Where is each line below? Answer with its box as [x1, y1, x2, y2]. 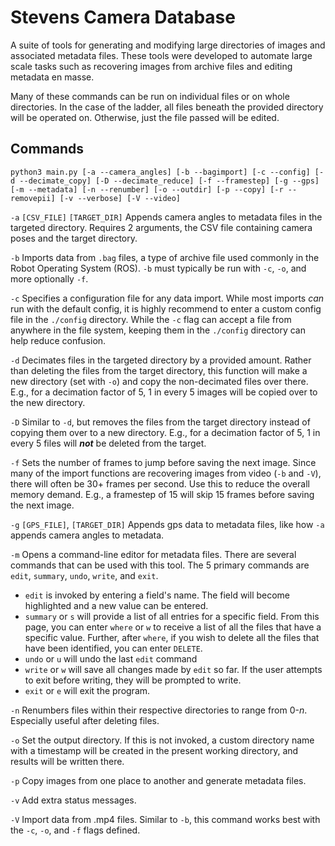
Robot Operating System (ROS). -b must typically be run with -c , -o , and [10, 262, 307, 274]
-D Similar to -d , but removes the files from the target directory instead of [10, 416, 311, 428]
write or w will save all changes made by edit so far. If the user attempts [24, 663, 323, 675]
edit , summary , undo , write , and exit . [10, 569, 159, 581]
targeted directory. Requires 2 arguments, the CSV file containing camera [10, 221, 313, 233]
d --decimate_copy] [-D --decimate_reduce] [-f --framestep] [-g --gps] [10, 176, 320, 186]
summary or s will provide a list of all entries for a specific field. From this [24, 610, 320, 622]
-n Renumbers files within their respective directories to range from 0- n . [10, 704, 308, 716]
